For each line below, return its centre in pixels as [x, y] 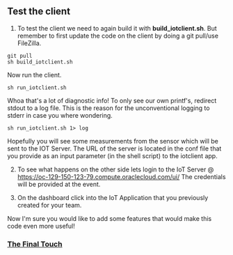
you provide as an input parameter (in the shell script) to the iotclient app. [112, 155]
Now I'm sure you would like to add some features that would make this [110, 218]
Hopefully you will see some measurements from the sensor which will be [113, 141]
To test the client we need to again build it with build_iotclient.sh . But [117, 28]
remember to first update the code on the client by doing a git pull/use [118, 36]
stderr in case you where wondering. [60, 115]
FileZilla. [29, 43]
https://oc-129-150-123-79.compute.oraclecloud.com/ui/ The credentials [121, 176]
